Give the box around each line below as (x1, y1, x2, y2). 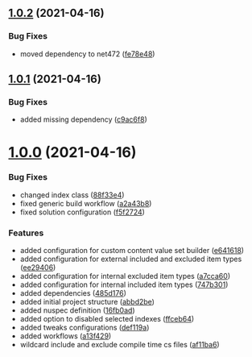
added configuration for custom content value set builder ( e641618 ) (19, 246, 244, 255)
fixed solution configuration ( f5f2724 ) (19, 207, 145, 217)
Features (8, 227, 44, 239)
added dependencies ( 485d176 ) (19, 289, 126, 298)
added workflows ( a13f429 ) (19, 331, 112, 341)
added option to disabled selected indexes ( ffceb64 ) (19, 314, 195, 324)
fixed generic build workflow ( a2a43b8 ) (19, 198, 152, 208)
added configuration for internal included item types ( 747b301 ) (19, 280, 229, 289)
